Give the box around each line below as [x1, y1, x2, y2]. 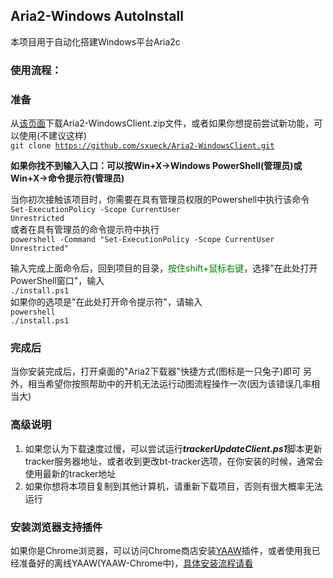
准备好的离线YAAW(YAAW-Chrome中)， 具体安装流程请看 [18, 557, 254, 569]
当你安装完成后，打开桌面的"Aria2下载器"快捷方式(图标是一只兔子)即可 [10, 365, 302, 378]
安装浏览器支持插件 [10, 520, 103, 534]
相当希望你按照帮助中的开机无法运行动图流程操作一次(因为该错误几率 [27, 378, 312, 390]
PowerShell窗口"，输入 [10, 275, 105, 287]
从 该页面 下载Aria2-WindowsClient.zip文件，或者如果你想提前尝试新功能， [10, 117, 315, 129]
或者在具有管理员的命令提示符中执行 [10, 224, 160, 236]
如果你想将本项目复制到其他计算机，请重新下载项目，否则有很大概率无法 [24, 480, 323, 492]
